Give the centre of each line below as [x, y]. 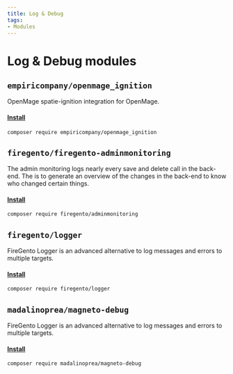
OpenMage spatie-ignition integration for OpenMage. [83, 101]
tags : [15, 20]
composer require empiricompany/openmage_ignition [82, 132]
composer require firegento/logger [59, 289]
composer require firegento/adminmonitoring [73, 214]
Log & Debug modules [72, 61]
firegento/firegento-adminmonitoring [89, 153]
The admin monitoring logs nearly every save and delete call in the [103, 169]
